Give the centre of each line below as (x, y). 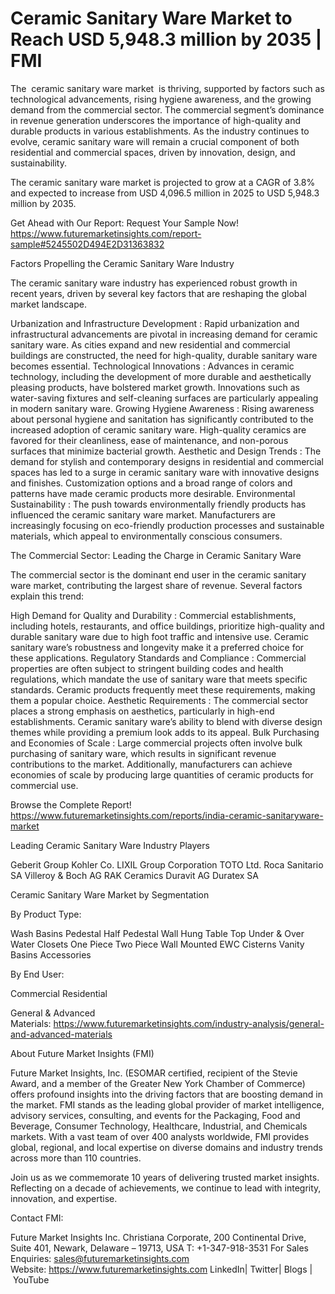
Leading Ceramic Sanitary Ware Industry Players (110, 845)
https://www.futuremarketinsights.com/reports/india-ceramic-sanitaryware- (167, 815)
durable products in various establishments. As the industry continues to (160, 131)
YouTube (31, 1279)
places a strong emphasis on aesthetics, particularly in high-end (142, 711)
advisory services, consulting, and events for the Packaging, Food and (155, 1115)
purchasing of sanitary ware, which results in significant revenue (143, 753)
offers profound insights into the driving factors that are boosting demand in (167, 1094)
